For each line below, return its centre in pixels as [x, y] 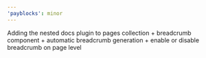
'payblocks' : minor [35, 13]
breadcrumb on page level [44, 47]
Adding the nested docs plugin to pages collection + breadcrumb [99, 33]
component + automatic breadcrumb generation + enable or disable [103, 40]
